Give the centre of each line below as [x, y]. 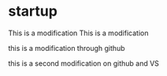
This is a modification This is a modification [78, 33]
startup [33, 11]
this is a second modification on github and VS [84, 63]
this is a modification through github [67, 48]
